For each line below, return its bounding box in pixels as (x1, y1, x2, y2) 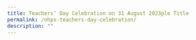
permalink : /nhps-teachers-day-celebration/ (7, 16, 137, 23)
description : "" (7, 22, 54, 29)
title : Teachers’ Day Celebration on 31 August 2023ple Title (7, 9, 189, 17)
